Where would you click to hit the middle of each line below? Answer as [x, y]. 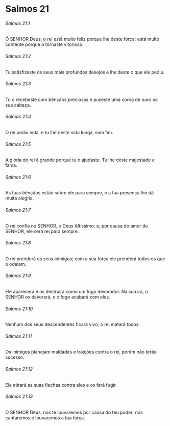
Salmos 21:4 [18, 117]
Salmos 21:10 [19, 309]
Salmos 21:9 [18, 275]
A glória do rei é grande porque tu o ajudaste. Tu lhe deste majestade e [80, 160]
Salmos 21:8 [18, 243]
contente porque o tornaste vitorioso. [44, 44]
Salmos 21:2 [18, 56]
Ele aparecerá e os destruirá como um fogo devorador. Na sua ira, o [77, 292]
